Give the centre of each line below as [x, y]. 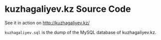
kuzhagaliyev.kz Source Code [68, 9]
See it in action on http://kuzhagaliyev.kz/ [47, 23]
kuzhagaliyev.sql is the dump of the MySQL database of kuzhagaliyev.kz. [80, 32]
